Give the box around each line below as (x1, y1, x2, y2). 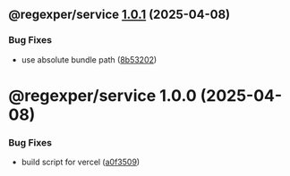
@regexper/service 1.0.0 (8, 85, 198, 105)
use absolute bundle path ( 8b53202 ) (21, 54, 158, 65)
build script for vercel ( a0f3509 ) (21, 156, 141, 168)
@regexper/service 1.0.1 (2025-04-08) (8, 7, 231, 22)
